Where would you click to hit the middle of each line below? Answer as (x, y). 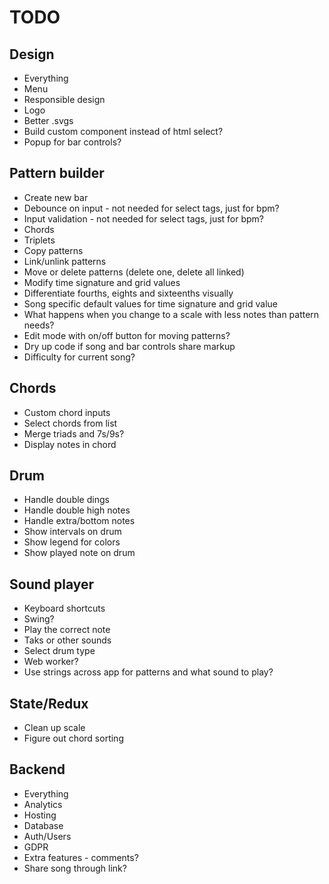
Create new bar (56, 197)
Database (43, 825)
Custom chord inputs (67, 412)
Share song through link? (75, 868)
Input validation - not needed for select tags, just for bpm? (144, 218)
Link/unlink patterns (65, 261)
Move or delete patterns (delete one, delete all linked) (134, 272)
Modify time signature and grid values (102, 282)
